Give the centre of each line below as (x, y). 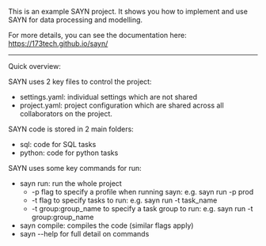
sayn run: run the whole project (71, 184)
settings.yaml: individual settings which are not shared (108, 97)
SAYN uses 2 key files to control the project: (80, 81)
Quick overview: (35, 66)
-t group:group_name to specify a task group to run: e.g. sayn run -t (142, 208)
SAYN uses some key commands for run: (75, 168)
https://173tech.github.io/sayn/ (58, 44)
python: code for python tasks (69, 153)
